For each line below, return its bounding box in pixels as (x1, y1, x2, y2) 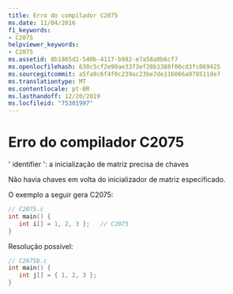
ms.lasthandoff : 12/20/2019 (8, 92, 101, 100)
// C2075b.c (8, 257, 47, 265)
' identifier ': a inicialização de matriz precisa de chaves (8, 159, 190, 169)
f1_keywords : (8, 26, 51, 34)
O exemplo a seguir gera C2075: (8, 190, 114, 199)
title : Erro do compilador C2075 (8, 11, 118, 20)
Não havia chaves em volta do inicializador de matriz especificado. (8, 175, 226, 184)
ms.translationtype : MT (8, 77, 87, 85)
